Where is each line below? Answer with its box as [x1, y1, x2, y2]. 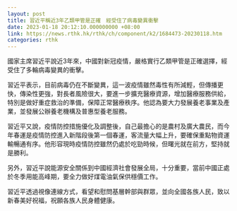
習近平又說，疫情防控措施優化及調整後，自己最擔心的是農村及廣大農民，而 [7, 122, 224, 131]
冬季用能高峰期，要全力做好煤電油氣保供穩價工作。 [13, 172, 162, 181]
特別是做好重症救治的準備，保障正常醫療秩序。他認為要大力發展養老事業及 [7, 98, 224, 107]
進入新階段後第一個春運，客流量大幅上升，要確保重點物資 [56, 131, 224, 140]
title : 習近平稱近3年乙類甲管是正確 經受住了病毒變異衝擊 [7, 17, 159, 24]
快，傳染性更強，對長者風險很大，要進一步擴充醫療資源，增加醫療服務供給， [7, 90, 230, 98]
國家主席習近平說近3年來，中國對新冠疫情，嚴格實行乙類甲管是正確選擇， [7, 57, 221, 66]
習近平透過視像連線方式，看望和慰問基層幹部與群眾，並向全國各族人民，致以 [7, 188, 230, 196]
